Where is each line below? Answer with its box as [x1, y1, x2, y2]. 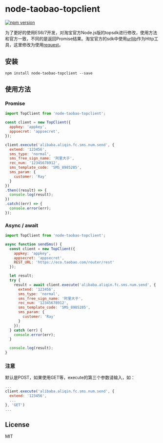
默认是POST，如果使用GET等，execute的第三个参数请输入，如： [5, 375, 135, 381]
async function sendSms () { [5, 242, 62, 247]
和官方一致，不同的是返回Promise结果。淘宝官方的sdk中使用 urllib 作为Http [5, 36, 155, 41]
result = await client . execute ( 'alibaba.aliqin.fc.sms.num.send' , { [14, 282, 156, 287]
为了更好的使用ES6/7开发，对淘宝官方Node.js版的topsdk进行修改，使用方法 [5, 29, 158, 35]
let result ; [9, 273, 34, 279]
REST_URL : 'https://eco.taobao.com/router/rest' [14, 260, 115, 265]
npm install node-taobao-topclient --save [5, 71, 93, 76]
